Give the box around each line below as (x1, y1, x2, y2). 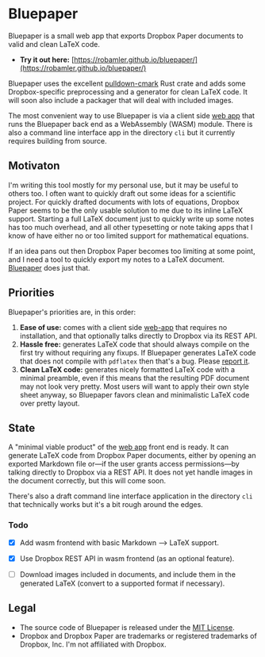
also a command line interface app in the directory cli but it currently (8, 128, 236, 137)
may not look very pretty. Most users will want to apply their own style (19, 382, 250, 391)
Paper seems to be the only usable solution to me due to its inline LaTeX (8, 206, 244, 215)
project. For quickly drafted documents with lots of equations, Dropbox (8, 197, 240, 206)
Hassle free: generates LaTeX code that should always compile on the (19, 339, 250, 349)
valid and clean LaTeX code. (8, 39, 101, 48)
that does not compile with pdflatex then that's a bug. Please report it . (19, 356, 251, 366)
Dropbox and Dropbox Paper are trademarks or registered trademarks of (19, 631, 258, 640)
